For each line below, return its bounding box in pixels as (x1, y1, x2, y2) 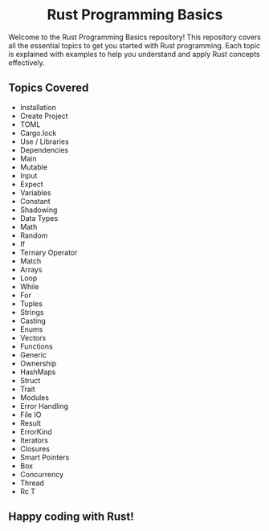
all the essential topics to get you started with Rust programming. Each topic (8, 40, 261, 50)
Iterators (19, 435, 48, 445)
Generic (19, 349, 47, 359)
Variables (19, 187, 51, 198)
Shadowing (19, 205, 58, 214)
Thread (19, 478, 44, 488)
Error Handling (19, 401, 69, 411)
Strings (19, 307, 44, 317)
